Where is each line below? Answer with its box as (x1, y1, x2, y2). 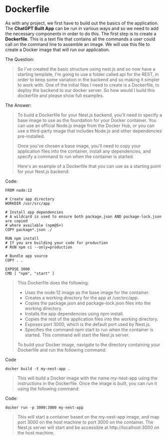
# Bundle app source (5, 253, 48, 258)
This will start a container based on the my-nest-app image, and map (17, 413, 160, 419)
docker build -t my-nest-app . (5, 366, 70, 371)
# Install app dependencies (5, 209, 64, 214)
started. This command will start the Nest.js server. (24, 331, 130, 338)
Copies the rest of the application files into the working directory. (24, 316, 159, 322)
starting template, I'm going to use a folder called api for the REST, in (17, 71, 159, 77)
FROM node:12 (5, 187, 32, 193)
